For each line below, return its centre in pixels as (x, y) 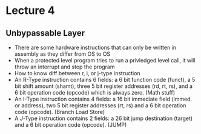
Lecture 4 (30, 11)
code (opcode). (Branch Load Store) (60, 112)
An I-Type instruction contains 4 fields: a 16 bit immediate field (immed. (103, 99)
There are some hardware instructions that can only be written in (95, 47)
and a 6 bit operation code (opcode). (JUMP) (71, 125)
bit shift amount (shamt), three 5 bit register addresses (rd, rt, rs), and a (104, 86)
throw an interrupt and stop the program (65, 67)
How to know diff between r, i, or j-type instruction (77, 73)
